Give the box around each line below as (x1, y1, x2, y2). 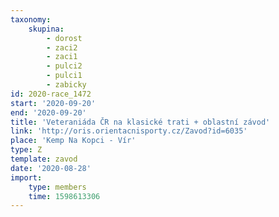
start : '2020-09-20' (10, 98, 97, 108)
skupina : (28, 24, 65, 34)
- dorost (46, 33, 83, 43)
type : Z (10, 145, 43, 155)
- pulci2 (46, 61, 83, 71)
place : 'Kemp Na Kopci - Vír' (10, 136, 137, 146)
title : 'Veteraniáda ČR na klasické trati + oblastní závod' (10, 117, 271, 127)
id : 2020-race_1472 (10, 89, 92, 99)
